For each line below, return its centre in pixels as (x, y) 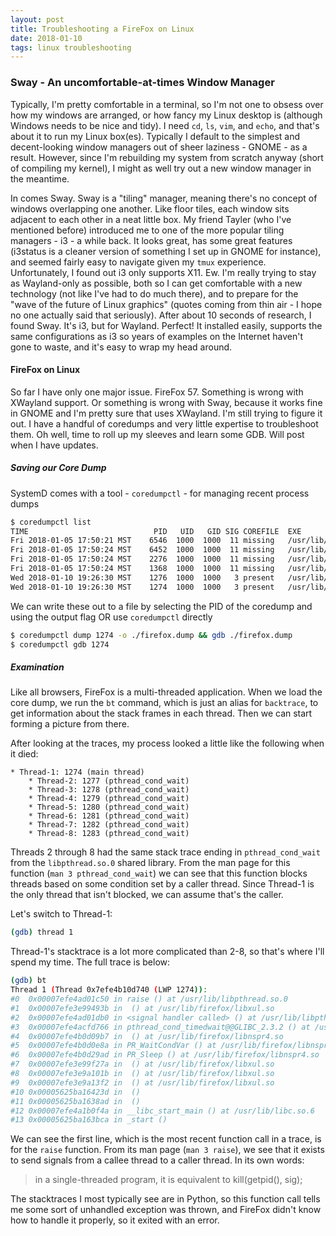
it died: (24, 754)
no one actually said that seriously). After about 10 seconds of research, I (161, 315)
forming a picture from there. (70, 724)
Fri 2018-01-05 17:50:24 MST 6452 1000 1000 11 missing (142, 550)
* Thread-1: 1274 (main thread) (77, 772)
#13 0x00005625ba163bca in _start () (89, 1120)
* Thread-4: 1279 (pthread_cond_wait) (109, 799)
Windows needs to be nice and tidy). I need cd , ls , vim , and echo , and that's (165, 125)
